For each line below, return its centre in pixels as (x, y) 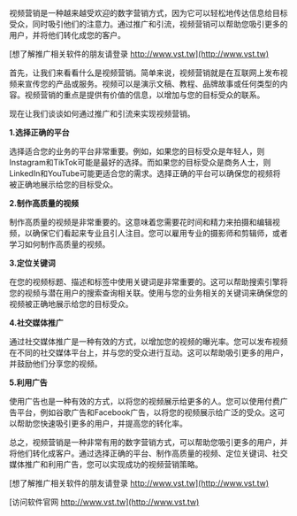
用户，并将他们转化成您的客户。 (67, 35)
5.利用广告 (29, 382)
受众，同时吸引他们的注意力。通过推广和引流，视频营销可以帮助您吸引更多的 (148, 24)
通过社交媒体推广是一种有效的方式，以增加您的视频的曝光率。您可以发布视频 (148, 342)
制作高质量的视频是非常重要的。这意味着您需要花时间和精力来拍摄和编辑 (141, 222)
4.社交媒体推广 (36, 323)
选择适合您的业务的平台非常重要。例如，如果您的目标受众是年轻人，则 (137, 151)
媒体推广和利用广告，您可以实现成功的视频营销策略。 (106, 464)
